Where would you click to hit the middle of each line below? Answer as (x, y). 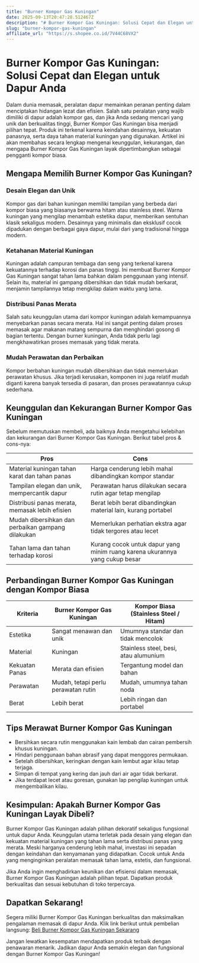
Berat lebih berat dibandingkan (134, 503)
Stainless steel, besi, (149, 649)
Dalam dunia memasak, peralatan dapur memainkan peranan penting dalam (98, 105)
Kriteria (28, 614)
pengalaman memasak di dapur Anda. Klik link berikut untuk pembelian (93, 923)
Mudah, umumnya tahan (154, 682)
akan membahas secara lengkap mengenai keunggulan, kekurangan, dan (95, 142)
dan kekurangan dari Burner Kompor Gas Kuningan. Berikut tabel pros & (94, 438)
